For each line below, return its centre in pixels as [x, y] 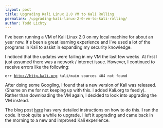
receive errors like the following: [37, 67]
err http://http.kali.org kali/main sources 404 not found [66, 76]
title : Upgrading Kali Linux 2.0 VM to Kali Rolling [60, 14]
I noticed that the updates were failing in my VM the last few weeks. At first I [81, 57]
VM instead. [17, 101]
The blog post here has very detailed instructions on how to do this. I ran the [81, 110]
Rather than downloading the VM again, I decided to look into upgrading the [81, 95]
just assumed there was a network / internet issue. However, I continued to [80, 62]
